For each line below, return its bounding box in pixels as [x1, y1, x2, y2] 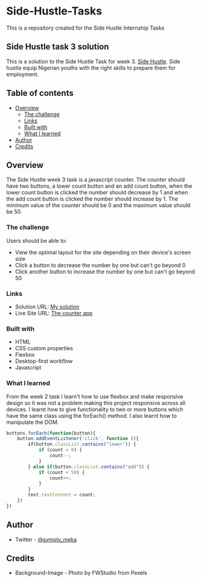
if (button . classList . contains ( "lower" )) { [28, 441, 136, 447]
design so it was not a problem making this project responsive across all [6, 399, 186, 406]
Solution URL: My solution [14, 303, 80, 310]
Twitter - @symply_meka [14, 536, 77, 543]
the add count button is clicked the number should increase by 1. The [6, 195, 178, 203]
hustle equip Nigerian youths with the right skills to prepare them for [6, 64, 176, 71]
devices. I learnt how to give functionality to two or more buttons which [6, 406, 183, 413]
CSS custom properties [14, 345, 74, 352]
